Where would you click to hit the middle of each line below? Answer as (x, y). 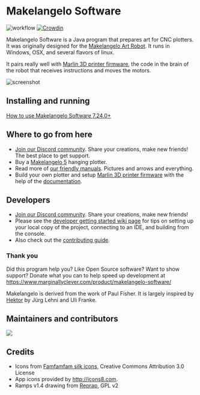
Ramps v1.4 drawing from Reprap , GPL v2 (67, 386)
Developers (28, 200)
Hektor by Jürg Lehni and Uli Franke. (52, 300)
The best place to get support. (53, 156)
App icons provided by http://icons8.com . (66, 379)
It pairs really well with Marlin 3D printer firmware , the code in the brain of (98, 64)
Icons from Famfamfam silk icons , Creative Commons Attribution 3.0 (99, 367)
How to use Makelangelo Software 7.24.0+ (59, 115)
